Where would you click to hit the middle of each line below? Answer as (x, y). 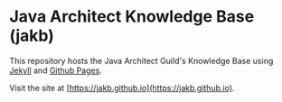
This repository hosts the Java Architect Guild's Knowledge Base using (141, 60)
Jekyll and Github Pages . (56, 70)
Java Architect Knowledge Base (132, 17)
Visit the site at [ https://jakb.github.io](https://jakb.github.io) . (122, 88)
